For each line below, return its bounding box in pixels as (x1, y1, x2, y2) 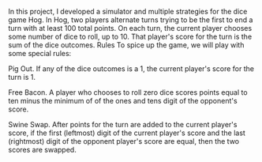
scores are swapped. (8, 145, 77, 154)
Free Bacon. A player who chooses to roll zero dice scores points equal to (8, 88, 248, 97)
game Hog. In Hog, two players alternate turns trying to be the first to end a (8, 15, 253, 24)
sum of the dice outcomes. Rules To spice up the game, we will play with (8, 40, 245, 50)
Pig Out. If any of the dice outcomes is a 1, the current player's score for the (8, 64, 255, 73)
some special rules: (8, 49, 72, 58)
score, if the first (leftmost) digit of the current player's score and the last (8, 128, 246, 138)
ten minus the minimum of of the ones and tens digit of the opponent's (8, 96, 238, 105)
